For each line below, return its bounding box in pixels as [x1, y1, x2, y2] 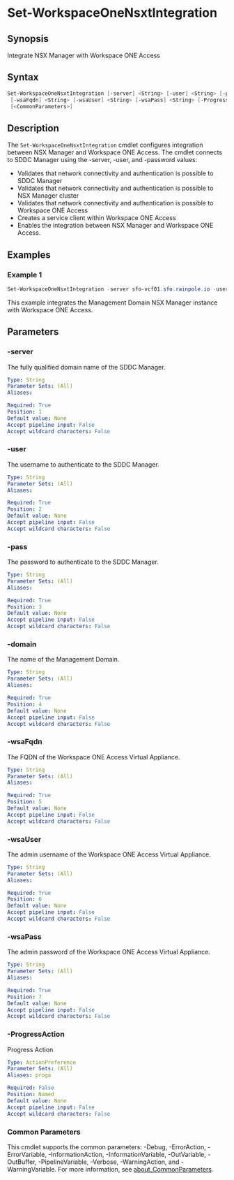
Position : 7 [7, 993, 42, 1000]
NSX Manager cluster [17, 191, 79, 200]
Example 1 [7, 270, 42, 279]
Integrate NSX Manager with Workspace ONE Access [7, 51, 160, 59]
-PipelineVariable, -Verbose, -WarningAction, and [38, 1158, 180, 1166]
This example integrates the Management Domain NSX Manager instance [7, 298, 218, 307]
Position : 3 [7, 603, 42, 611]
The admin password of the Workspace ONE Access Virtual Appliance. [7, 948, 211, 956]
